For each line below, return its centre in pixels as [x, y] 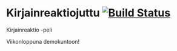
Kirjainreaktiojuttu [53, 13]
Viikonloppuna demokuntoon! [43, 41]
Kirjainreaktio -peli [29, 30]
